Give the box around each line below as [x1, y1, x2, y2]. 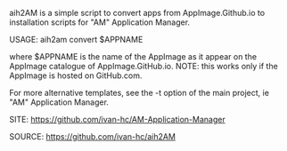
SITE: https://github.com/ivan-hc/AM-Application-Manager [9, 115, 225, 124]
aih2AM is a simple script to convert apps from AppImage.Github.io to [9, 8, 266, 18]
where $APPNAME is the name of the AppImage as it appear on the [9, 52, 257, 61]
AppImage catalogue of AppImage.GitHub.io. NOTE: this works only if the [9, 61, 278, 71]
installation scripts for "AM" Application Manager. [9, 17, 190, 28]
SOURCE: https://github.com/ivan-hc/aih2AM [9, 131, 176, 141]
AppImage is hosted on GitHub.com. [9, 70, 143, 81]
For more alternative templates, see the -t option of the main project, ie [9, 88, 270, 98]
